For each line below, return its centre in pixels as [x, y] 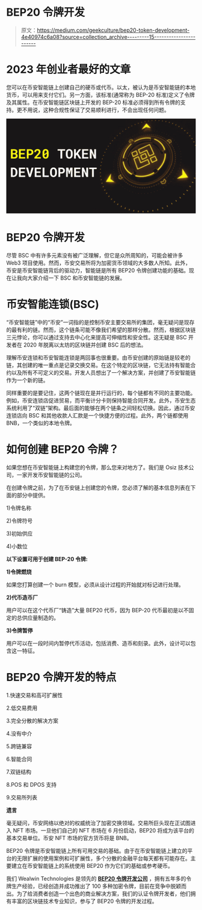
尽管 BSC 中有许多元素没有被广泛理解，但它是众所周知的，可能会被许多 [95, 255]
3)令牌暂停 [20, 630]
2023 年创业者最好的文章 [69, 69]
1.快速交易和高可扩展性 [35, 695]
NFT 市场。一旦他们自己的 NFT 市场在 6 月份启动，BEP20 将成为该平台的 [103, 830]
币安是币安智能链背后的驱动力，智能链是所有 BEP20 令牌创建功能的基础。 [98, 270]
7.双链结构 [19, 772]
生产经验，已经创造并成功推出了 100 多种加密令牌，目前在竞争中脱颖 [96, 886]
